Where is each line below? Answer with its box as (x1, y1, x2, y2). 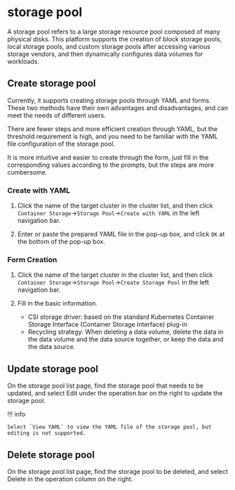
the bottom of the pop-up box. (17, 238, 105, 246)
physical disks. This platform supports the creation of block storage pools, (7, 34, 222, 43)
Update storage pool (7, 362, 99, 375)
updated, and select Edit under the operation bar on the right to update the (7, 389, 223, 397)
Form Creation (7, 254, 58, 264)
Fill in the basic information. (17, 299, 98, 308)
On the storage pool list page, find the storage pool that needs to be (7, 381, 203, 390)
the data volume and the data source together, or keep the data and (27, 335, 224, 343)
